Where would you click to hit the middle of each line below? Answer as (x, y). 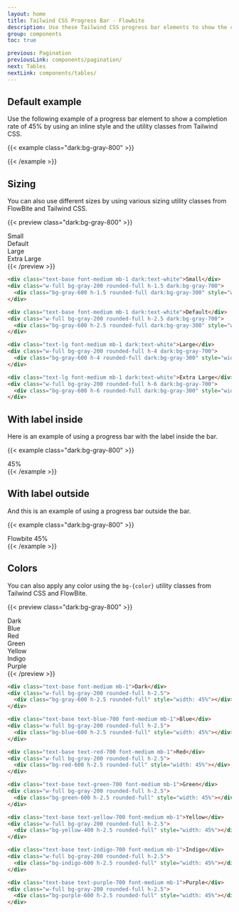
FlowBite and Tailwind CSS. (47, 209)
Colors (22, 568)
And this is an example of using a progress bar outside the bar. (99, 511)
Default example (44, 102)
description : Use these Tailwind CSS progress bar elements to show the (117, 27)
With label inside (45, 419)
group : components (34, 34)
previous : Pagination (39, 53)
